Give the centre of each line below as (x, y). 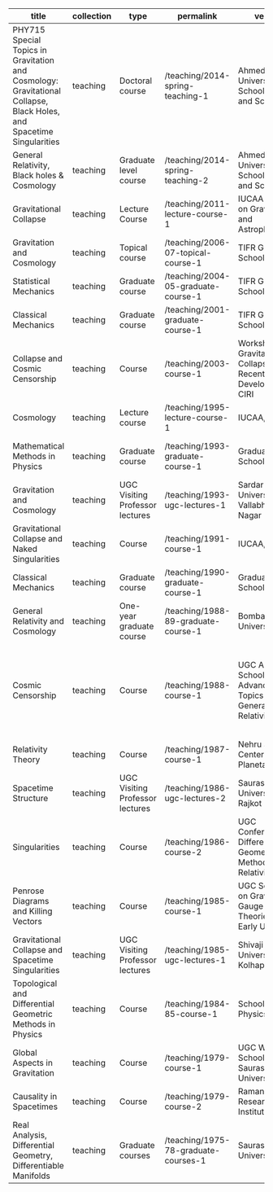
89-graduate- (193, 621)
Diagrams (31, 901)
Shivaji (251, 945)
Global (25, 1052)
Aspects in (32, 1063)
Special (27, 40)
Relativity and (39, 621)
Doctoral (136, 81)
